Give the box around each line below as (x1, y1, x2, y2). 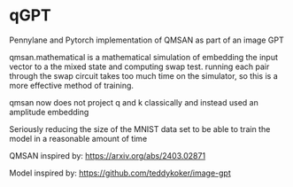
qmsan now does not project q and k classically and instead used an (9, 97, 258, 107)
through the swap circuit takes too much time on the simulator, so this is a (9, 70, 279, 81)
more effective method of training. (9, 80, 135, 90)
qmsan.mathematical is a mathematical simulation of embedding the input (9, 51, 279, 62)
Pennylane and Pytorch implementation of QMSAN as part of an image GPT (9, 35, 285, 45)
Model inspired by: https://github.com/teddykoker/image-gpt (9, 168, 232, 178)
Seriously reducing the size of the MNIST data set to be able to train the (9, 123, 271, 134)
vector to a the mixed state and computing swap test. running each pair (9, 61, 270, 72)
